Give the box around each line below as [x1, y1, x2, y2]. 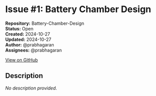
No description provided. [5, 85, 57, 91]
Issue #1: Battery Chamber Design [5, 4, 151, 15]
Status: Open [5, 25, 34, 31]
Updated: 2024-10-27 [5, 36, 52, 42]
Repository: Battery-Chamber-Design [5, 20, 85, 26]
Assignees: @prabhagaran [5, 47, 62, 53]
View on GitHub [5, 57, 38, 63]
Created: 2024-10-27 [5, 31, 51, 37]
